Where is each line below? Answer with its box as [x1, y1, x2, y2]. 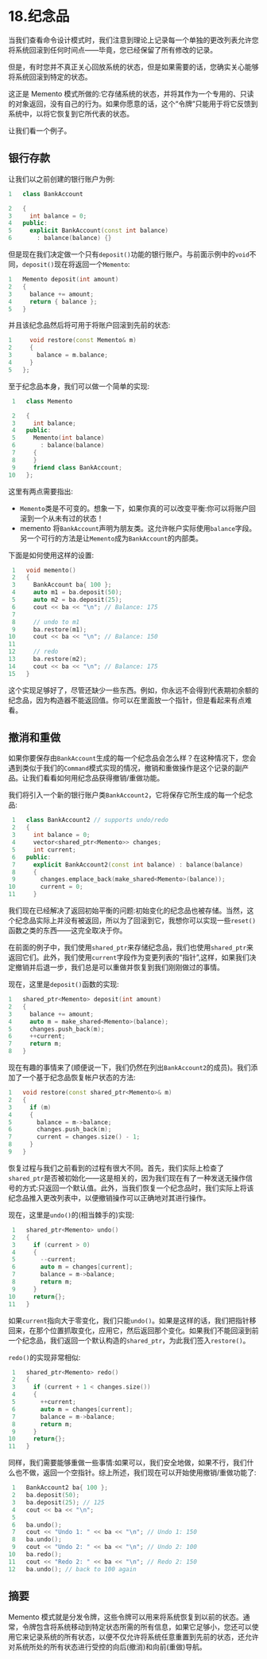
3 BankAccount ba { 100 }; [11, 581, 112, 589]
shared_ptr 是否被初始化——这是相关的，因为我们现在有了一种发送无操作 [8, 1173, 246, 1182]
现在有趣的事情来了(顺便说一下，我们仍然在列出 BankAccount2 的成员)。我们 [8, 1063, 252, 1072]
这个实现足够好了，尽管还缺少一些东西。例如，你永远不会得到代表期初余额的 [8, 685, 259, 694]
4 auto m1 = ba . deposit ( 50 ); [11, 588, 123, 596]
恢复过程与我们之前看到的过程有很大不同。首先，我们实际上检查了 [8, 1163, 224, 1173]
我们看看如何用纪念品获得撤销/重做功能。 [29, 773, 164, 783]
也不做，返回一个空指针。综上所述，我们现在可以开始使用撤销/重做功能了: [14, 1468, 257, 1477]
